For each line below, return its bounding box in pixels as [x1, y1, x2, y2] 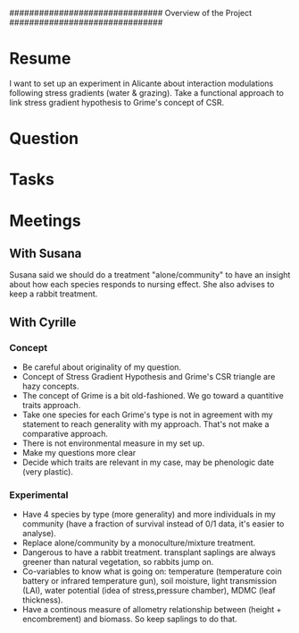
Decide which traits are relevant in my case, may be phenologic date [21, 457, 275, 467]
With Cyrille [9, 314, 77, 329]
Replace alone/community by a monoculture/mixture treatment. [21, 537, 256, 549]
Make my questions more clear [21, 448, 137, 458]
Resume [9, 48, 71, 69]
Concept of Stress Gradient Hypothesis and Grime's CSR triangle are [21, 372, 276, 381]
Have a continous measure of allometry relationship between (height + [21, 604, 282, 615]
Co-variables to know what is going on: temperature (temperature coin [21, 566, 283, 577]
